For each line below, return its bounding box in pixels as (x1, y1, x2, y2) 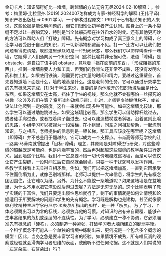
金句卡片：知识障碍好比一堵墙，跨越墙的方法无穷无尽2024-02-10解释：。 (5, 4, 156, 10)
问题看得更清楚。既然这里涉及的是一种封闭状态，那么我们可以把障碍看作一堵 (5, 48, 161, 53)
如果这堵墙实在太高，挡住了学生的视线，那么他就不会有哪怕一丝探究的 (18, 91, 161, 97)
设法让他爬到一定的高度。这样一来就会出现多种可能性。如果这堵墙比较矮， (5, 103, 157, 109)
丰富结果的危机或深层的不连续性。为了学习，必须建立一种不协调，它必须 (9, 215, 157, 220)
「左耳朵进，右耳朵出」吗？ (5, 246, 62, 252)
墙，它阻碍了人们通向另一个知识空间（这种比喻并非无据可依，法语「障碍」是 (5, 54, 161, 59)
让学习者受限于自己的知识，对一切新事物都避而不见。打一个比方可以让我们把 (5, 42, 161, 47)
